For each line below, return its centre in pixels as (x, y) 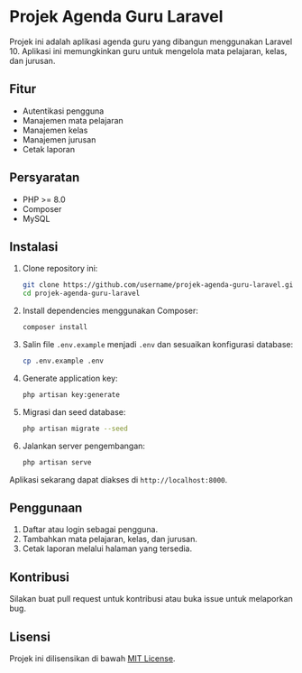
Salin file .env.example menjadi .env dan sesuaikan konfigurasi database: (158, 344)
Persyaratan (45, 178)
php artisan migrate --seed (75, 429)
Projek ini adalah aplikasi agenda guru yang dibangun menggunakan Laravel (151, 41)
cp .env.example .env (63, 361)
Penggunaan (46, 507)
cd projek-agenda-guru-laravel (81, 294)
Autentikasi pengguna (63, 111)
